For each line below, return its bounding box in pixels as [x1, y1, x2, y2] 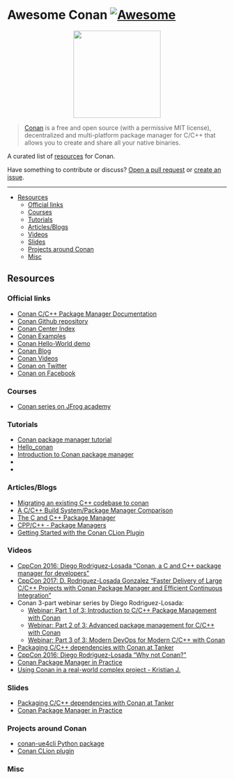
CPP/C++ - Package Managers [17, 520, 107, 529]
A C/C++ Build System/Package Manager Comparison [17, 506, 173, 514]
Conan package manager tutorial [17, 435, 112, 444]
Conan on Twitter [17, 361, 68, 370]
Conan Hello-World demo [17, 339, 91, 347]
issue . [7, 173, 24, 181]
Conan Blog [17, 347, 52, 355]
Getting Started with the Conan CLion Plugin [17, 528, 145, 537]
